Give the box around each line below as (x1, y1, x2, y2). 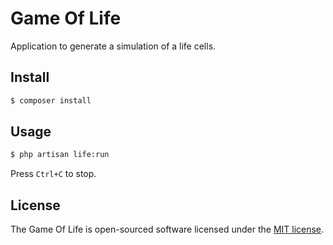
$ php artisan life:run (10, 150, 110, 160)
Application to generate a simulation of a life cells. (10, 40, 217, 52)
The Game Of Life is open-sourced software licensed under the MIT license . (10, 223, 325, 236)
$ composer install (10, 95, 92, 106)
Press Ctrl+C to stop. (10, 168, 97, 180)
